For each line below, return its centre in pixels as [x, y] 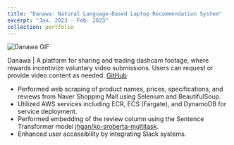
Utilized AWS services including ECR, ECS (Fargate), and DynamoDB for [122, 104]
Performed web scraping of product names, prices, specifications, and [120, 89]
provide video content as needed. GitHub [67, 75]
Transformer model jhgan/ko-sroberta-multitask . [88, 127]
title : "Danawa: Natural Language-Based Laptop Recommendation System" [115, 14]
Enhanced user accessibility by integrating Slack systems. [102, 134]
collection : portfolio [41, 27]
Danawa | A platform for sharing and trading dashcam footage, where [108, 61]
